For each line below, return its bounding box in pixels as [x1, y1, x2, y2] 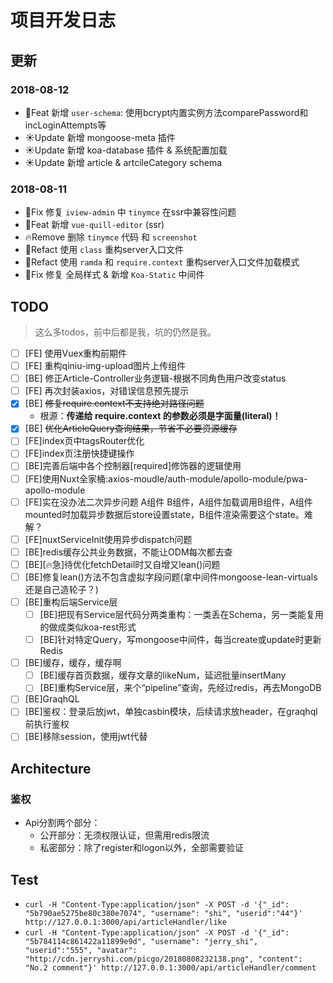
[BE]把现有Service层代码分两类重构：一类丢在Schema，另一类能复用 [39, 608, 324, 620]
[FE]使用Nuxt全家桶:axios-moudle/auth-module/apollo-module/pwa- [24, 472, 308, 485]
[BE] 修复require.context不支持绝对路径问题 [24, 397, 205, 410]
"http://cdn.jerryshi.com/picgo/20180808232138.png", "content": [24, 954, 303, 964]
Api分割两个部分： [24, 817, 101, 829]
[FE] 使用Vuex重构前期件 [24, 347, 128, 359]
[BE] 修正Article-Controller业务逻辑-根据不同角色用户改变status [24, 372, 287, 385]
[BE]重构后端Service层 [24, 596, 118, 608]
